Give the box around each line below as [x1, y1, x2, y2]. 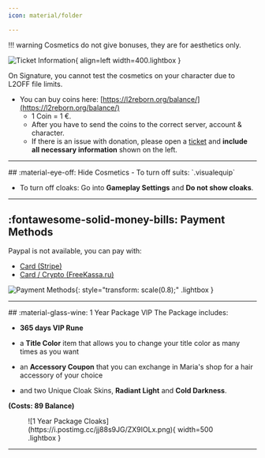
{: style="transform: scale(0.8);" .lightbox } [74, 285, 215, 295]
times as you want [19, 347, 80, 356]
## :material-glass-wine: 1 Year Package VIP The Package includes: [8, 308, 229, 317]
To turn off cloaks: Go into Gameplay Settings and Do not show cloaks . [19, 182, 254, 192]
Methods [8, 226, 54, 239]
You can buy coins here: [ [19, 94, 103, 103]
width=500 [177, 425, 214, 434]
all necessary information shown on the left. [31, 145, 177, 154]
